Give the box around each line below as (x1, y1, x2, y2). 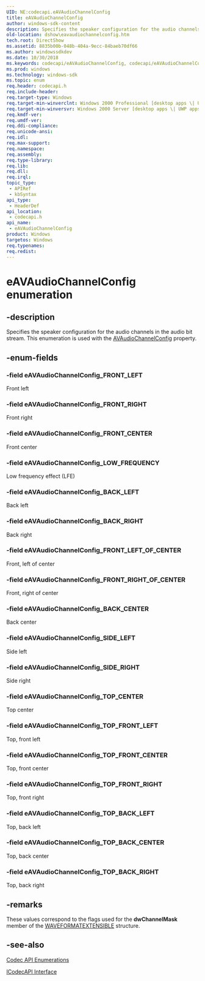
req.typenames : (6, 243, 45, 249)
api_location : (6, 208, 43, 214)
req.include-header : (6, 89, 59, 95)
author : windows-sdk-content (6, 20, 81, 26)
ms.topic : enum (6, 77, 45, 83)
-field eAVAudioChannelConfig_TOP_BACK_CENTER (6, 838, 165, 847)
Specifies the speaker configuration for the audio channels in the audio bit (6, 328, 193, 336)
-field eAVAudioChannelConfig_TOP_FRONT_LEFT (6, 721, 159, 730)
